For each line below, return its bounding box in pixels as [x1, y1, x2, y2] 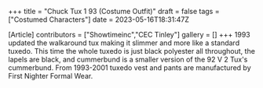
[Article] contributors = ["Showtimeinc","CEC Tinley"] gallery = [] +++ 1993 [8, 30, 250, 39]
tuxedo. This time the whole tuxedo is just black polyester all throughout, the [8, 47, 255, 55]
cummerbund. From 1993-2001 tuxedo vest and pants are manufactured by [8, 63, 251, 72]
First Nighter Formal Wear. [8, 72, 93, 80]
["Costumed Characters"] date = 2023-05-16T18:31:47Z [8, 15, 190, 24]
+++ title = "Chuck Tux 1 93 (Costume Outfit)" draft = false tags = [8, 7, 220, 16]
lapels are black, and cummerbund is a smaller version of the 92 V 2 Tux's [8, 55, 248, 64]
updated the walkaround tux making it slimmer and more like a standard [8, 38, 240, 48]
